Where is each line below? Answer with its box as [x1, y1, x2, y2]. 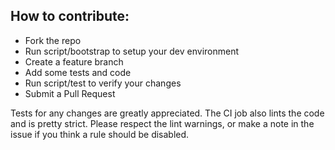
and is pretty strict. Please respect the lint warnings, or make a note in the [10, 117, 315, 129]
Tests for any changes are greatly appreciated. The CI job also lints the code [10, 107, 325, 119]
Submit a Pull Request [24, 87, 116, 99]
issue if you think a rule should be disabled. [10, 128, 190, 140]
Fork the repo [24, 34, 82, 46]
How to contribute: [10, 8, 130, 25]
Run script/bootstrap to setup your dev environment [24, 45, 239, 57]
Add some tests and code [24, 66, 132, 78]
